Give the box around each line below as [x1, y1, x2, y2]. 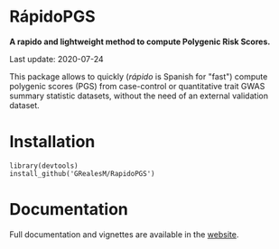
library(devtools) [9, 161, 79, 171]
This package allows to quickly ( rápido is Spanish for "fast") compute [9, 70, 268, 82]
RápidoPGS [9, 6, 97, 27]
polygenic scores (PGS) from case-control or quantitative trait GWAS [9, 80, 265, 91]
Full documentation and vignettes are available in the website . [9, 228, 239, 240]
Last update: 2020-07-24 [9, 53, 104, 64]
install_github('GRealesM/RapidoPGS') [9, 169, 155, 178]
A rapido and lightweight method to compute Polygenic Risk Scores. [9, 36, 271, 47]
